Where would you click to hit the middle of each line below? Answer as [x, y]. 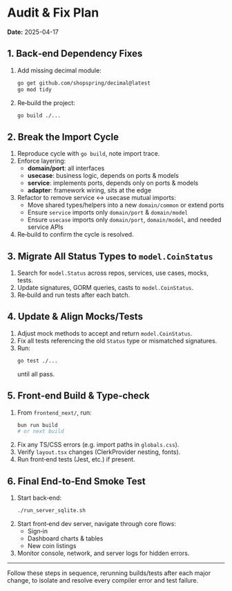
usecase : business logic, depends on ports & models [103, 176]
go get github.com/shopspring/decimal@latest [84, 83]
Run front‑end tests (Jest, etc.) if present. [76, 460]
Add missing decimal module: [59, 70]
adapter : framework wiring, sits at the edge [89, 190]
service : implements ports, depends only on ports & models [113, 183]
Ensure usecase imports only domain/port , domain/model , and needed [125, 220]
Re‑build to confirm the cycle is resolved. [75, 235]
